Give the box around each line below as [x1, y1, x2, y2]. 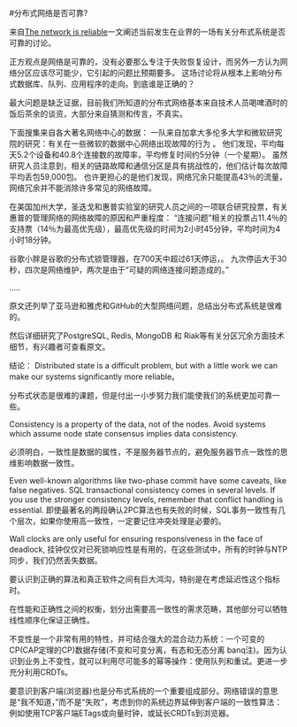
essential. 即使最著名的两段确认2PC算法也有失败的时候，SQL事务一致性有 [9, 505, 278, 515]
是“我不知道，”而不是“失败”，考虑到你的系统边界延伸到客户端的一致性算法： [9, 697, 283, 707]
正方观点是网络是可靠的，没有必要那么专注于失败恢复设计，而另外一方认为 [9, 57, 280, 66]
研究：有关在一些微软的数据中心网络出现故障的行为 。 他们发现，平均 [24, 138, 277, 149]
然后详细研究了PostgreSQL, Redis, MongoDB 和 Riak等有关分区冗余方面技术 [9, 330, 286, 341]
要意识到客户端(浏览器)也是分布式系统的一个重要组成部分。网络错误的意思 [9, 685, 278, 696]
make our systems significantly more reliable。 [9, 371, 179, 382]
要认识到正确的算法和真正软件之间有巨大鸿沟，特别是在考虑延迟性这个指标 [9, 574, 280, 584]
